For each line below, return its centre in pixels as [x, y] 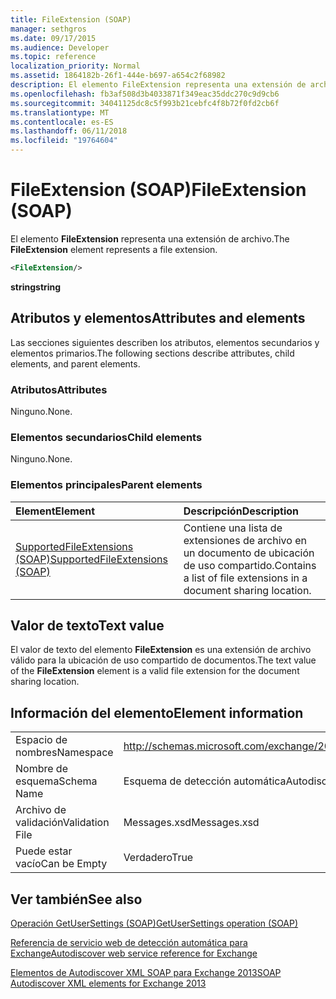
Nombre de [41, 769]
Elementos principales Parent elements [106, 485]
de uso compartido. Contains [250, 565]
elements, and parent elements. [75, 363]
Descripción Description [241, 511]
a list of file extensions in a [245, 578]
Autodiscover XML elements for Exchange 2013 [108, 983]
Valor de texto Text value [87, 625]
